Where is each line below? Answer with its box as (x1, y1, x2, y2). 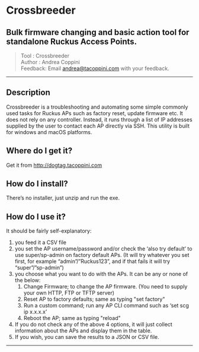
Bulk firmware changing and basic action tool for (6, 27, 190, 37)
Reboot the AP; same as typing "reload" (23, 315, 121, 322)
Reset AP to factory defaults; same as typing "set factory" (23, 296, 165, 303)
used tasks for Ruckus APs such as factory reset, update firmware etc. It (6, 109, 184, 116)
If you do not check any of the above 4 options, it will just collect (14, 321, 173, 328)
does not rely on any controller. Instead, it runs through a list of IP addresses (6, 116, 192, 123)
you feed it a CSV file (14, 239, 67, 246)
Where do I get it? (6, 146, 73, 156)
